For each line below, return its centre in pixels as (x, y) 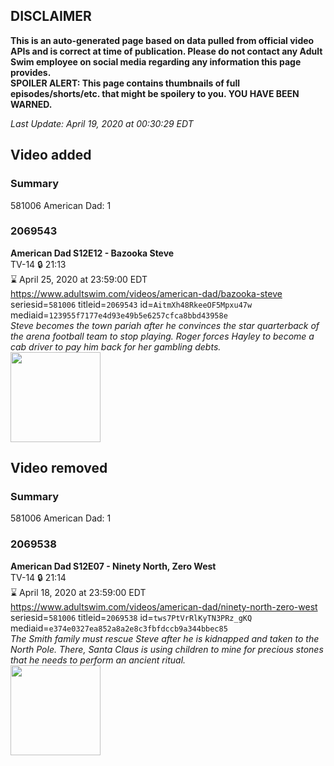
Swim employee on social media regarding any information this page (156, 61)
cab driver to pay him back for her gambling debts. (116, 346)
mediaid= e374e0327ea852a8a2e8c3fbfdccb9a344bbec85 (119, 628)
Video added (51, 155)
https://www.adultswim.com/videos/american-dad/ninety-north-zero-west (164, 606)
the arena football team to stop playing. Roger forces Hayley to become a (162, 336)
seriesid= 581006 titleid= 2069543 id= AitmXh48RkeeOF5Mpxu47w (131, 304)
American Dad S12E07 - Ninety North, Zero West (113, 566)
